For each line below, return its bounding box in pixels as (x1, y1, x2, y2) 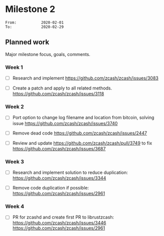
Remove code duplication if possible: (12, 185, 89, 191)
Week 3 (5, 158, 24, 165)
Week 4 (5, 203, 25, 209)
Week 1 (5, 63, 24, 70)
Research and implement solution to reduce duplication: (12, 169, 128, 175)
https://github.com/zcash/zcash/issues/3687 (12, 145, 106, 151)
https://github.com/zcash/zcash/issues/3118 (12, 91, 104, 97)
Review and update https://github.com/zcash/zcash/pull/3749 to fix (12, 140, 152, 146)
